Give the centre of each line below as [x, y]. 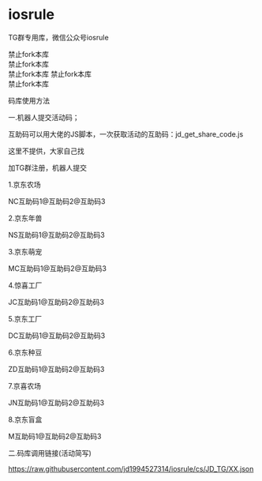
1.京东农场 [24, 184]
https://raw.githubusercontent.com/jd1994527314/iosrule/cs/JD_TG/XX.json [131, 468]
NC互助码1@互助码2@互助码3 [57, 201]
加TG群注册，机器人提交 [48, 167]
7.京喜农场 [25, 385]
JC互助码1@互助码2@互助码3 [56, 302]
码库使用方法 [29, 100]
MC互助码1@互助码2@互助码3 [57, 268]
